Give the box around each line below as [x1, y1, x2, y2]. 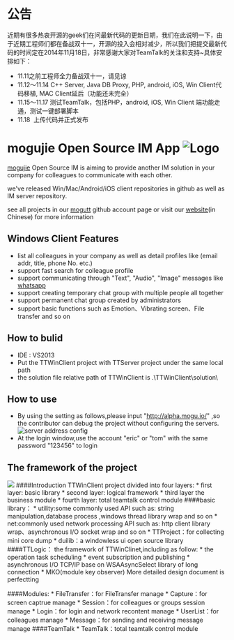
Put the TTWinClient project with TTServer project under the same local [17, 358, 224, 366]
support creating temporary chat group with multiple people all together [17, 288, 224, 297]
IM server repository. [7, 191, 68, 200]
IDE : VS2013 [17, 350, 55, 359]
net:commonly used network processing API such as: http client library [7, 519, 211, 528]
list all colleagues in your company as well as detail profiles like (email [17, 251, 218, 260]
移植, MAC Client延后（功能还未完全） [23, 89, 133, 98]
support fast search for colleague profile [17, 266, 134, 274]
